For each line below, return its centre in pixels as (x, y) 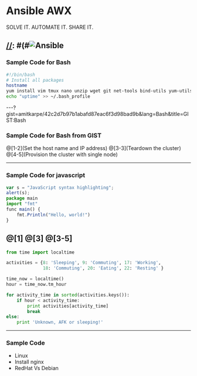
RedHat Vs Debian (36, 368)
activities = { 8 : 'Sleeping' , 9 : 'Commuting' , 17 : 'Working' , (84, 263)
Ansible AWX (39, 11)
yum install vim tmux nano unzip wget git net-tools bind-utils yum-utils (99, 91)
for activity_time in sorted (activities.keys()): (68, 295)
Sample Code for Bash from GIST (54, 135)
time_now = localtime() (35, 279)
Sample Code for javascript (46, 175)
